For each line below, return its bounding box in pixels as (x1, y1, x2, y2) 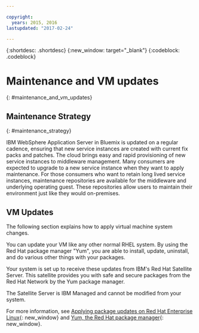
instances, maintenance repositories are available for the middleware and (6, 177, 186, 184)
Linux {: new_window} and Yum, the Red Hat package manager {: (6, 314, 164, 321)
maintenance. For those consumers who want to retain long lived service (6, 171, 185, 178)
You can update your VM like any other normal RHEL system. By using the (6, 241, 188, 248)
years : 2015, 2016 (11, 19, 58, 26)
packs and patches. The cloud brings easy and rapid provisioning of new (6, 152, 186, 159)
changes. (6, 229, 29, 237)
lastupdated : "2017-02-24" (6, 25, 74, 31)
